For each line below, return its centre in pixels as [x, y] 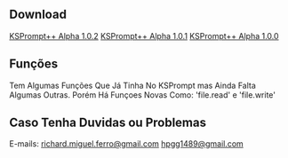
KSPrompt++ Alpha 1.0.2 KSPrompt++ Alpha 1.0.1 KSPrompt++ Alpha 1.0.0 [144, 36]
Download [38, 15]
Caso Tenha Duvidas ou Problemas [108, 123]
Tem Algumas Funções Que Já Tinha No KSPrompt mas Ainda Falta [132, 85]
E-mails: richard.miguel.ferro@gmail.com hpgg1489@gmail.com [127, 144]
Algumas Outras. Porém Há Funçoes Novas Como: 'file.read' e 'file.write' [142, 95]
